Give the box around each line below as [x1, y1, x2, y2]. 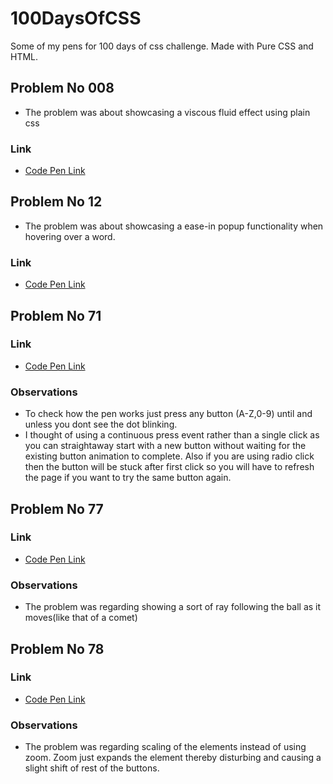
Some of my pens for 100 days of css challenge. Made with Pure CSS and [10, 40, 314, 52]
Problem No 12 [10, 193, 103, 211]
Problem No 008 [10, 80, 115, 97]
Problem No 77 [10, 500, 104, 517]
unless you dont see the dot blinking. [24, 418, 178, 431]
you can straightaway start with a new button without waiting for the [24, 440, 307, 452]
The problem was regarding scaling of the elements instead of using [24, 741, 307, 753]
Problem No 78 [10, 640, 105, 657]
